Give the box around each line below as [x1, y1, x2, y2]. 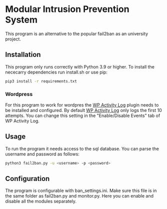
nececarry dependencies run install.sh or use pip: [5, 69, 107, 75]
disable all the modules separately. [5, 198, 76, 204]
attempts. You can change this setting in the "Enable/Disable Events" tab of [5, 112, 160, 118]
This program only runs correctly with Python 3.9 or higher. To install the [5, 63, 155, 69]
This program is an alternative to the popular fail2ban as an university [5, 30, 148, 36]
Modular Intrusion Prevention [5, 3, 129, 15]
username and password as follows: [5, 151, 80, 157]
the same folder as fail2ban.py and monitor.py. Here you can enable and [5, 193, 154, 199]
